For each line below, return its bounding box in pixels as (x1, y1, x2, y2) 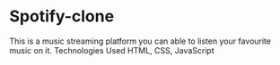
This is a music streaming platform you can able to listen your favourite (9, 36, 272, 46)
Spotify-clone (9, 6, 115, 27)
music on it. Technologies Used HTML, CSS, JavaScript (9, 45, 214, 55)
